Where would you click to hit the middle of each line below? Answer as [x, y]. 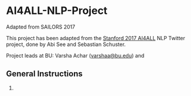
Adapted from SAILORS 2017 [41, 27]
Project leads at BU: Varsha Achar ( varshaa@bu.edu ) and [75, 55]
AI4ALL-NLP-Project [57, 11]
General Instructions [45, 74]
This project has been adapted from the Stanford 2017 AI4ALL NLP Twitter [96, 38]
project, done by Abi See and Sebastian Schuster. [66, 44]
